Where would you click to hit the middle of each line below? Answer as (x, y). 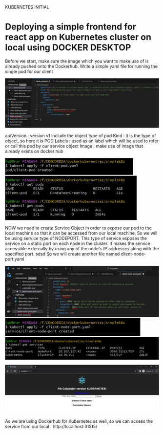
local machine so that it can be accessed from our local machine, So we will (81, 233)
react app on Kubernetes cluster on (78, 37)
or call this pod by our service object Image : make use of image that (74, 146)
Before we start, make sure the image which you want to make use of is (77, 61)
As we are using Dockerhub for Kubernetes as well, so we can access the (79, 421)
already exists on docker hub (34, 152)
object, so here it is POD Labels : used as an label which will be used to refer (82, 141)
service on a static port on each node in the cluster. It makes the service (78, 243)
